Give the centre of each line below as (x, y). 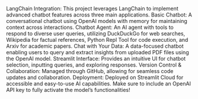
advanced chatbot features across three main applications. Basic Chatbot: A (99, 15)
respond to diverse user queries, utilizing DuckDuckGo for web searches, (96, 34)
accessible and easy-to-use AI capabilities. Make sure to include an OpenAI (99, 84)
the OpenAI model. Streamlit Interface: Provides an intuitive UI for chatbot (96, 59)
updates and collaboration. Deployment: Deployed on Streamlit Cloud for (95, 77)
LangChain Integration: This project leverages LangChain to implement (92, 9)
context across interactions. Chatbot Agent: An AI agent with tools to (90, 27)
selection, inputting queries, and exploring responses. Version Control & (94, 65)
